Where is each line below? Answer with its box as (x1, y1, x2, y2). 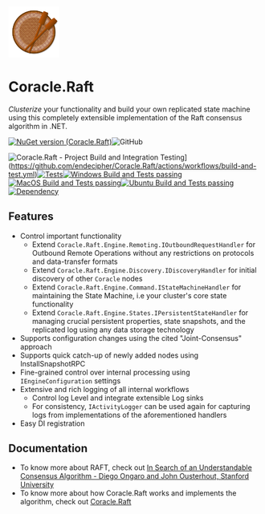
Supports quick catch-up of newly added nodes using (19, 350, 199, 360)
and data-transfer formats (31, 257, 118, 266)
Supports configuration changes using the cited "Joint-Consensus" (19, 333, 243, 342)
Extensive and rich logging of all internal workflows (19, 384, 190, 394)
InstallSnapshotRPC (19, 358, 86, 368)
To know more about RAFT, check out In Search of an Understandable (19, 463, 253, 472)
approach (19, 342, 52, 351)
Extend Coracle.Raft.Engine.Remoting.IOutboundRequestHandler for (31, 239, 255, 249)
